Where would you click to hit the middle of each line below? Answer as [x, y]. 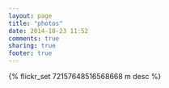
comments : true [34, 38]
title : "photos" [36, 23]
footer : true [30, 53]
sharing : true [32, 46]
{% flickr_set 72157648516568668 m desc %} [85, 76]
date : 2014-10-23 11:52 [49, 31]
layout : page [30, 16]
